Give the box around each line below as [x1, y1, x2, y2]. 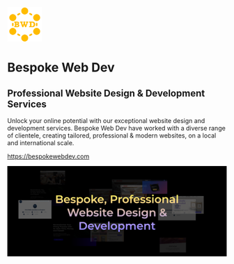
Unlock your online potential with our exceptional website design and [7, 117, 205, 124]
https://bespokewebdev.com [7, 152, 90, 160]
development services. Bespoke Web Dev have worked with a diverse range [7, 124, 226, 132]
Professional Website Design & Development [7, 87, 205, 99]
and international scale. [7, 139, 75, 147]
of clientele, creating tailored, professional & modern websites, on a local [7, 131, 217, 140]
